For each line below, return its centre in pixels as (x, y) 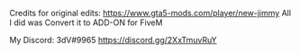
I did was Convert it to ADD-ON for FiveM (86, 22)
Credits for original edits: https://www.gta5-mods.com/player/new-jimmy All (150, 13)
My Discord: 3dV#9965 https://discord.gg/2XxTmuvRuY (114, 40)
